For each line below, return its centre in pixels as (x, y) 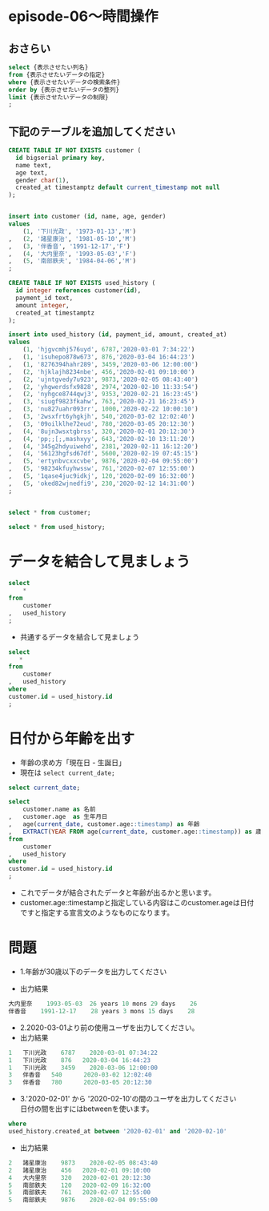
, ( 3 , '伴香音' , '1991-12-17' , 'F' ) (69, 246)
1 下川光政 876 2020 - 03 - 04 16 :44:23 (79, 1060)
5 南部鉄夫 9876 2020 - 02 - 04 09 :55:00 (83, 1200)
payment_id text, (44, 298)
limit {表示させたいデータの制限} (58, 97)
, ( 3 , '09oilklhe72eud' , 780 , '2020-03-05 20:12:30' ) (102, 424)
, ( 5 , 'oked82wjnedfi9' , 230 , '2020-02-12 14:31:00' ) (102, 483)
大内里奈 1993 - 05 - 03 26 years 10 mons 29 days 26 (103, 1004)
